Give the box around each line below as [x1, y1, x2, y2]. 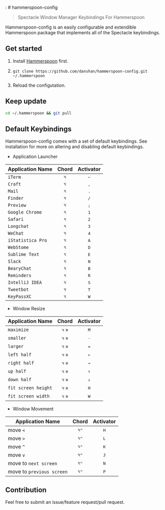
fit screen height [8, 385, 52, 391]
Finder [8, 195, 24, 201]
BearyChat [8, 266, 32, 271]
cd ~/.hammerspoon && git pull [5, 110, 72, 115]
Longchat [8, 223, 29, 229]
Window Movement [12, 406, 54, 412]
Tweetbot [8, 287, 29, 293]
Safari [8, 217, 24, 222]
